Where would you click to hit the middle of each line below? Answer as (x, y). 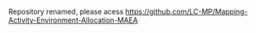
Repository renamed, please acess (66, 12)
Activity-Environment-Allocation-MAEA (73, 20)
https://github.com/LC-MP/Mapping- (186, 12)
